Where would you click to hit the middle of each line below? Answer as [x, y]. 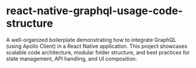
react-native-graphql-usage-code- [95, 11]
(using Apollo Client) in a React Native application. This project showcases [97, 46]
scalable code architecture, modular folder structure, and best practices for [98, 52]
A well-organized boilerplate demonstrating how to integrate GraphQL [91, 40]
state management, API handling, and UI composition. [72, 59]
